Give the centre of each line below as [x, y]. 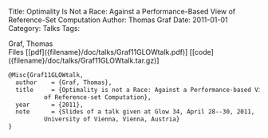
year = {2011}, [49, 105]
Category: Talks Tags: [44, 28]
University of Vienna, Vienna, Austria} [112, 119]
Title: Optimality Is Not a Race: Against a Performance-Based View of [122, 11]
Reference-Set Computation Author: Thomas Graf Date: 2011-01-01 [118, 20]
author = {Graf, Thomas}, [64, 82]
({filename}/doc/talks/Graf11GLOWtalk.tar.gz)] [84, 60]
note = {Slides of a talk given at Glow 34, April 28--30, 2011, [135, 112]
